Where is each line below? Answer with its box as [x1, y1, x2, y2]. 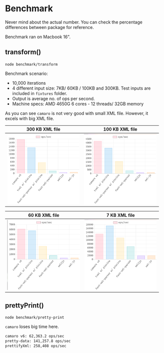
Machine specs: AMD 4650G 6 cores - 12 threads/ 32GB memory [12, 101, 144, 107]
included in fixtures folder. [12, 90, 67, 96]
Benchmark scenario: [5, 71, 48, 76]
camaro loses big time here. [5, 324, 60, 329]
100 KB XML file [103, 126, 138, 132]
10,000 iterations [12, 80, 46, 86]
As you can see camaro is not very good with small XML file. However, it [5, 110, 148, 116]
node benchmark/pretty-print [5, 315, 64, 320]
